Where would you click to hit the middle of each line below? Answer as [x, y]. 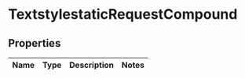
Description [91, 65]
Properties [35, 43]
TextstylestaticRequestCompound [123, 14]
